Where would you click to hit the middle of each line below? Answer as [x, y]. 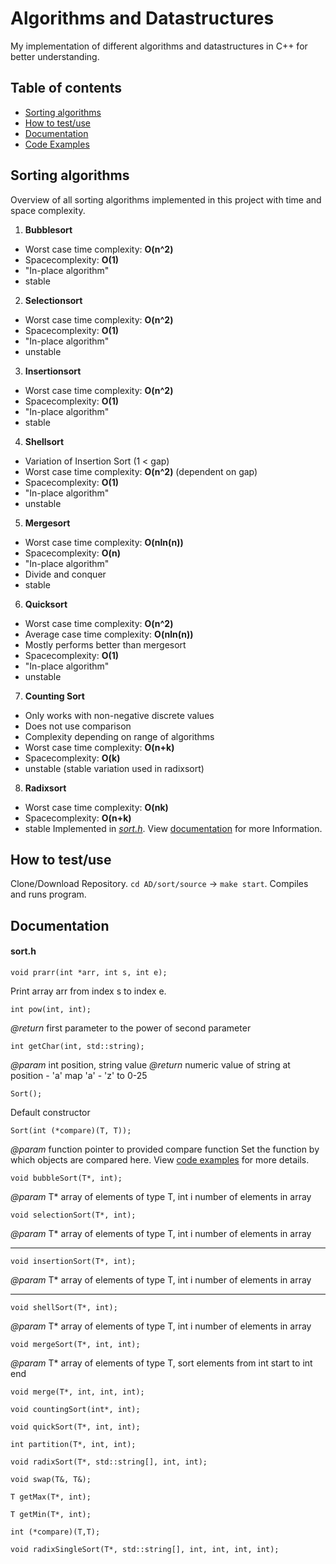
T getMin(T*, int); [51, 1514]
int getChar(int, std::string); [77, 1046]
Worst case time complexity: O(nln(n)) [104, 542]
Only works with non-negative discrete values [119, 715]
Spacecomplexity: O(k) [72, 758]
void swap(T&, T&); [51, 1479]
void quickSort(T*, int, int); [75, 1427]
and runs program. [48, 894]
